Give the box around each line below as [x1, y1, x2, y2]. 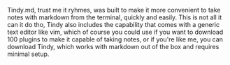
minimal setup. [7, 50, 50, 58]
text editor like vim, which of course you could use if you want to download [7, 28, 224, 36]
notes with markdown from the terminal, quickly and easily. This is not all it [7, 13, 222, 21]
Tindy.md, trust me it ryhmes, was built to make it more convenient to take [7, 6, 221, 14]
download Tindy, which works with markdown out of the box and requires [7, 43, 220, 50]
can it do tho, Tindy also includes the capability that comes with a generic [7, 21, 220, 28]
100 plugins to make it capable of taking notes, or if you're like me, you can [7, 35, 224, 44]
